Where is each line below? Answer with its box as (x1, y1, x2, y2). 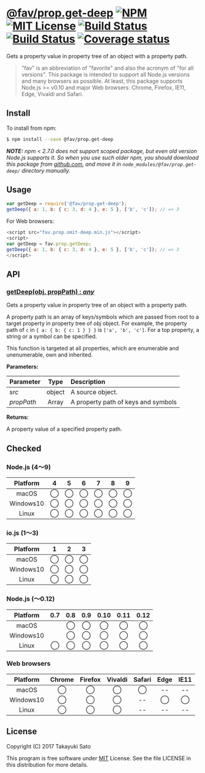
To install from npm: (6, 124, 57, 132)
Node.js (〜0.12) (6, 595, 55, 603)
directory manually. (21, 167, 71, 174)
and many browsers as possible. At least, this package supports (21, 77, 183, 85)
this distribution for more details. (6, 761, 89, 768)
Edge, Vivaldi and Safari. (21, 90, 84, 97)
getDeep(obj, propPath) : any (6, 287, 95, 296)
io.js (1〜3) (6, 529, 39, 537)
